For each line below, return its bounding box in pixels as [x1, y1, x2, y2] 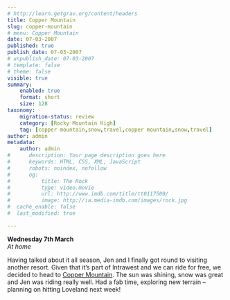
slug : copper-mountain [7, 23, 73, 30]
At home [7, 242, 31, 250]
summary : [7, 81, 33, 88]
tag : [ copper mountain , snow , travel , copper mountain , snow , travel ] [19, 126, 213, 133]
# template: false [7, 62, 60, 69]
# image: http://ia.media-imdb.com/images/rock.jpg [7, 197, 188, 204]
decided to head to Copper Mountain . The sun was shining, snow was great [7, 270, 224, 279]
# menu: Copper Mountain [7, 29, 79, 37]
